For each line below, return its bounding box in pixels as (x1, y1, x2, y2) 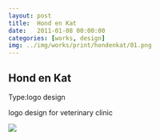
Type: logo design (8, 92, 66, 102)
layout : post (8, 11, 52, 20)
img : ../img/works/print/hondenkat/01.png (8, 42, 152, 50)
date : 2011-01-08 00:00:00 (8, 26, 106, 34)
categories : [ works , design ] (8, 34, 106, 42)
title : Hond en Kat (8, 19, 78, 27)
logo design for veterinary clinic (8, 107, 114, 117)
